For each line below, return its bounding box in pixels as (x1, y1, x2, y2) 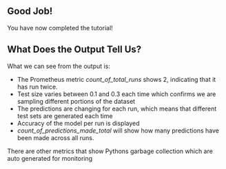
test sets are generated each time (17, 111, 113, 120)
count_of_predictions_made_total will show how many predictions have (17, 126, 219, 135)
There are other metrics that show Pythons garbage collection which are (7, 147, 214, 155)
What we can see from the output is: (7, 62, 110, 70)
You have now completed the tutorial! (7, 23, 114, 32)
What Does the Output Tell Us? (7, 44, 142, 56)
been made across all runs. (17, 133, 94, 142)
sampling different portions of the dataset (17, 97, 136, 105)
